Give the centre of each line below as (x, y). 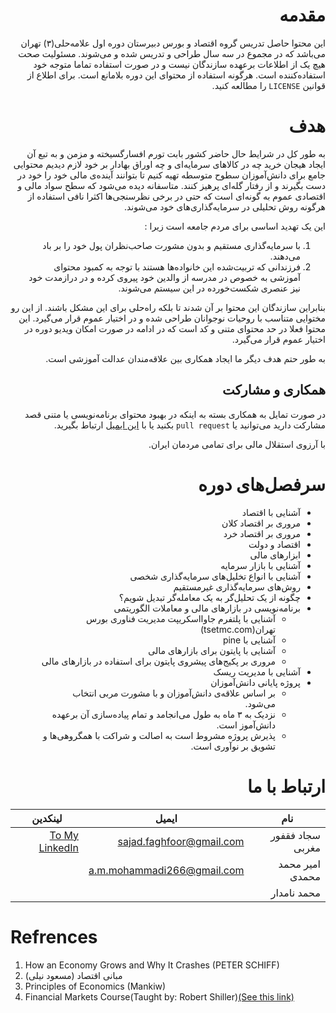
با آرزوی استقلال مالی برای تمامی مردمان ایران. (237, 444)
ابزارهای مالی (275, 555)
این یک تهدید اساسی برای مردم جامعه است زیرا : (235, 226)
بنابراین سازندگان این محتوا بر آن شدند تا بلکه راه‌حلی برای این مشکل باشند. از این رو (168, 307)
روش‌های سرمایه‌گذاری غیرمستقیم (237, 586)
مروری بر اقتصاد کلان (261, 523)
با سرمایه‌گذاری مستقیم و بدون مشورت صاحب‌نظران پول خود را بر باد (171, 245)
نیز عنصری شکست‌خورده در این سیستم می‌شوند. (209, 288)
